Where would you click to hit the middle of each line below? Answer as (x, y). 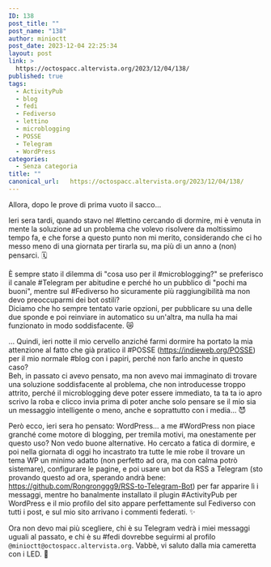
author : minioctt (38, 38)
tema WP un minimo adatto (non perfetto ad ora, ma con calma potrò (123, 460)
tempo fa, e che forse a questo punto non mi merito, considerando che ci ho (135, 237)
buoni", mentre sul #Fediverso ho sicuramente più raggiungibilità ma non (129, 291)
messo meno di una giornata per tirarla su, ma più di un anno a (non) (123, 246)
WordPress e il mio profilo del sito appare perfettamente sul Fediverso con (132, 503)
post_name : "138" (38, 31)
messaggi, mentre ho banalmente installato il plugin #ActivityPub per (123, 494)
